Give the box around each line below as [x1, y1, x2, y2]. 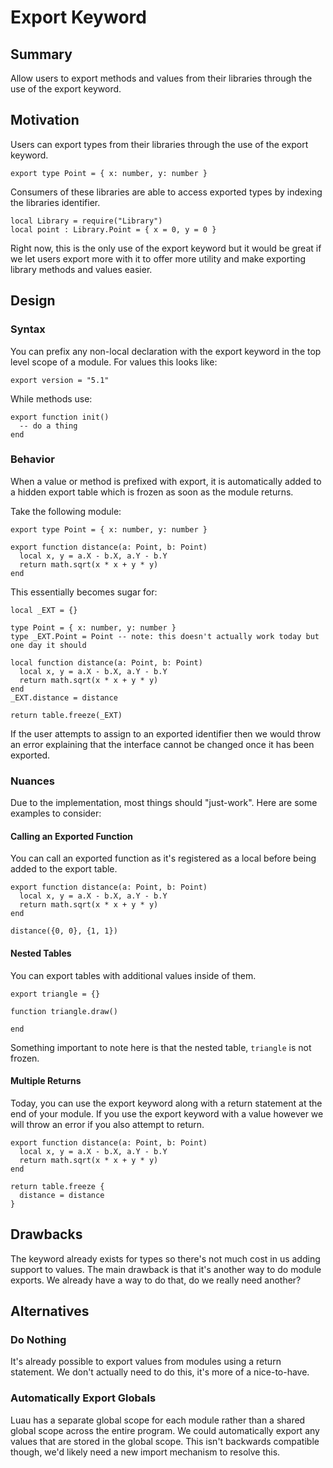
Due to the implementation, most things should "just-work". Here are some [10, 797, 318, 809]
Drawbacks [10, 1226, 83, 1243]
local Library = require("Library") [10, 216, 163, 226]
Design [10, 292, 56, 310]
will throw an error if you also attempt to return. [10, 1118, 205, 1130]
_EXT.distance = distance [10, 692, 118, 703]
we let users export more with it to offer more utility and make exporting [10, 252, 307, 265]
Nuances [10, 774, 55, 788]
